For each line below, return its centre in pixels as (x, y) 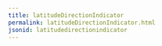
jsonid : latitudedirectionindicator (68, 30)
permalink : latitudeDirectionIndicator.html (82, 23)
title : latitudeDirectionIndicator (66, 15)
